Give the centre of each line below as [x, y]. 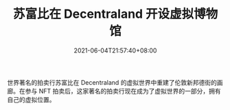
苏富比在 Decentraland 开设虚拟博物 [115, 14]
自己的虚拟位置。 [31, 99]
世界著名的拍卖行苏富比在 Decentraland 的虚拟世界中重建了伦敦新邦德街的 [112, 82]
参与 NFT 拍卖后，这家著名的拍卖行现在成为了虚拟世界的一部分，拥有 [123, 91]
